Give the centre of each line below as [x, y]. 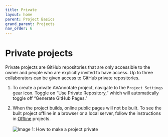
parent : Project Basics [30, 19]
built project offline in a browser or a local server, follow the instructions [87, 113]
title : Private [21, 10]
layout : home [19, 15]
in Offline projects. [32, 119]
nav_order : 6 [19, 29]
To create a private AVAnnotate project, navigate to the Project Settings [88, 88]
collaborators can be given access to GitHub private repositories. [72, 78]
